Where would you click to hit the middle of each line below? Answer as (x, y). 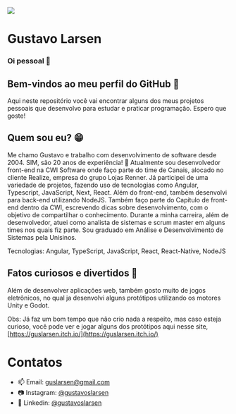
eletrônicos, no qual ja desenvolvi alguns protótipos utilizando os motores (114, 298)
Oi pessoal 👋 (29, 61)
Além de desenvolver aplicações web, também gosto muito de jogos (107, 290)
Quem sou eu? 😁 (45, 138)
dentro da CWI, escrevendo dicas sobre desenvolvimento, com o (114, 207)
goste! (17, 116)
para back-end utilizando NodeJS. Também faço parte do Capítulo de (108, 200)
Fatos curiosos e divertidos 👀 (73, 273)
